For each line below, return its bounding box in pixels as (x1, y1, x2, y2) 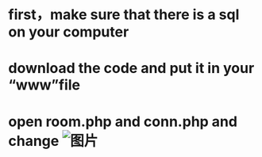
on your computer (8, 23, 129, 41)
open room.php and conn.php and (8, 113, 238, 130)
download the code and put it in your (8, 59, 255, 78)
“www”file (8, 76, 81, 94)
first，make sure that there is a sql (8, 6, 240, 24)
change (8, 132, 60, 150)
